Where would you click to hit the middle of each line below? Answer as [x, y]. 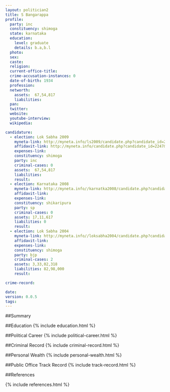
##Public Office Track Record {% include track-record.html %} [71, 365]
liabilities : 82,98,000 [39, 269]
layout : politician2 [27, 10]
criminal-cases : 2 [34, 260]
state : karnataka [28, 33]
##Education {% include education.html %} [51, 326]
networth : [20, 90]
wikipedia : [21, 123]
